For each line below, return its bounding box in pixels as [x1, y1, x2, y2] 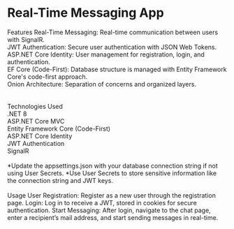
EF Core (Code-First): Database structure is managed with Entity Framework [7, 65, 227, 73]
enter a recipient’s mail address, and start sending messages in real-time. [7, 213, 219, 221]
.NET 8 [7, 110, 27, 118]
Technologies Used [7, 102, 63, 110]
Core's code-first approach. [7, 72, 88, 81]
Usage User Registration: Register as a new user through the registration [7, 191, 217, 200]
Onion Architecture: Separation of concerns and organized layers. [7, 80, 197, 88]
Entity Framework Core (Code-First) [7, 124, 110, 133]
